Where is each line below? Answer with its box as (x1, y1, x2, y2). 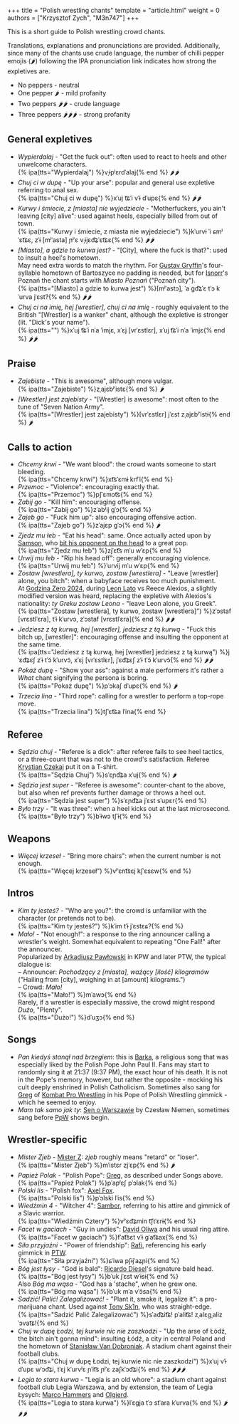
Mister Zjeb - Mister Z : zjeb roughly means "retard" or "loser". (17, 1153, 199, 1161)
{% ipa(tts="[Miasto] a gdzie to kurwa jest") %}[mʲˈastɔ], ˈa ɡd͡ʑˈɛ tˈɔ (17, 284, 216, 293)
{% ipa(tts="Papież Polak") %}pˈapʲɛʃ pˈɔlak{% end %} (17, 1178, 178, 1187)
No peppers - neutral (17, 81, 80, 89)
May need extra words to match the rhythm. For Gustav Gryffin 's (17, 261, 208, 269)
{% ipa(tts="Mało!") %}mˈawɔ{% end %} (17, 990, 137, 999)
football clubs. (17, 1349, 60, 1358)
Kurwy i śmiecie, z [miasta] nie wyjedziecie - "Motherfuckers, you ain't (17, 204, 226, 212)
